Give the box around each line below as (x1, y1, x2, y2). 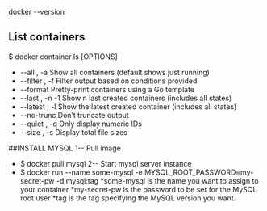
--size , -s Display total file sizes (19, 127, 127, 137)
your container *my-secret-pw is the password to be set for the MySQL (19, 184, 257, 194)
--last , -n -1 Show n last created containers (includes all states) (19, 93, 232, 103)
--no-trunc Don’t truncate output (19, 110, 129, 120)
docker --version (8, 7, 65, 16)
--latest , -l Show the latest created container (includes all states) (19, 101, 237, 112)
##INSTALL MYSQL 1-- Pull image (8, 143, 121, 153)
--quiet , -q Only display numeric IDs (19, 119, 143, 129)
